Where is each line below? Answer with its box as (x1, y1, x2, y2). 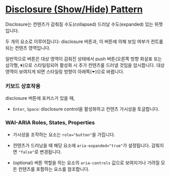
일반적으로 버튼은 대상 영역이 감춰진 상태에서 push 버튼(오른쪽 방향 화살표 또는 (5, 55, 162, 62)
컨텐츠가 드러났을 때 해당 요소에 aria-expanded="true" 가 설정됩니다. (12, 142, 151, 148)
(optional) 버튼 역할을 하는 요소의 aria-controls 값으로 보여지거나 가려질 (12, 160, 160, 166)
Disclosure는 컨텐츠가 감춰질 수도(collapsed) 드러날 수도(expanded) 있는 (5, 21, 154, 27)
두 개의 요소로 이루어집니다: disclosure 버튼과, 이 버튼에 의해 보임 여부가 (5, 38, 150, 45)
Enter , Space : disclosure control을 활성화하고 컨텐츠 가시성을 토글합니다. (12, 106, 160, 112)
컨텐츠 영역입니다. (14, 45, 51, 51)
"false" (18, 149, 35, 154)
